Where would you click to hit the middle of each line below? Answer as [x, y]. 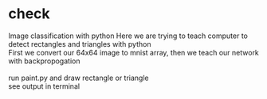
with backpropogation [44, 61]
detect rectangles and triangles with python [80, 44]
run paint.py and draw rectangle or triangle [79, 78]
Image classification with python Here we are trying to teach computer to [128, 36]
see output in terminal [44, 86]
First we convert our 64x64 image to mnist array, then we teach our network [133, 52]
